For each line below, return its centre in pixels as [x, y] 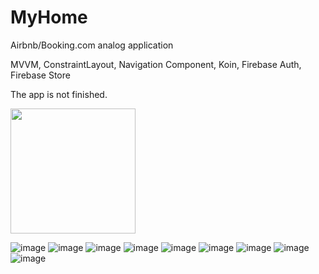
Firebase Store [40, 75]
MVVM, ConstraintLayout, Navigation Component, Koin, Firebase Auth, [156, 64]
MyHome [49, 17]
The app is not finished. [59, 94]
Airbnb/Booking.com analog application [92, 45]
